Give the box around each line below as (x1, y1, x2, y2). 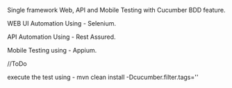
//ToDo (7, 60, 27, 68)
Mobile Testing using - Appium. (7, 46, 97, 54)
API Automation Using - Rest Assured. (7, 33, 116, 41)
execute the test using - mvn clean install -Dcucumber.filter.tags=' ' (7, 73, 199, 81)
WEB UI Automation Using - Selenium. (7, 19, 117, 27)
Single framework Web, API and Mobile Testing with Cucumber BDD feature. (7, 6, 226, 14)
